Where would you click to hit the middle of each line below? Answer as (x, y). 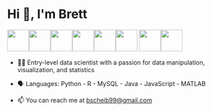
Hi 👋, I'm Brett (48, 14)
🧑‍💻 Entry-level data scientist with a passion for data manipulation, (111, 62)
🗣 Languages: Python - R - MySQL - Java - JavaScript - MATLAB (111, 83)
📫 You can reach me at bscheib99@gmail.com (85, 100)
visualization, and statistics (56, 69)
